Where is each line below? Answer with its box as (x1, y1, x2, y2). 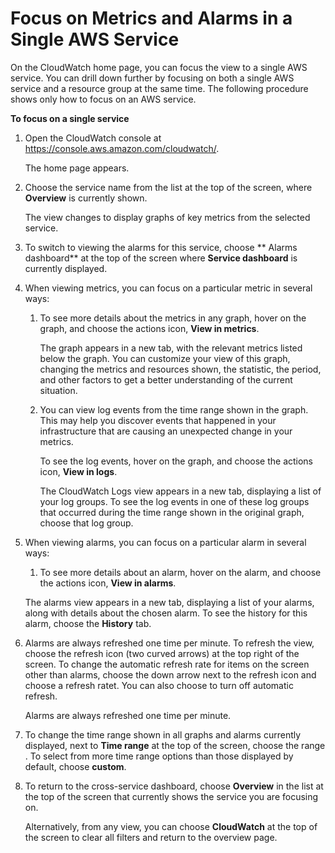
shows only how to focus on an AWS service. (10, 93, 197, 105)
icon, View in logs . (39, 465, 118, 477)
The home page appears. (24, 162, 130, 174)
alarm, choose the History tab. (24, 617, 152, 629)
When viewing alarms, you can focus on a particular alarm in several (24, 536, 307, 548)
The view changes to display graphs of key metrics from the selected (24, 211, 311, 223)
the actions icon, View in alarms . (39, 577, 177, 589)
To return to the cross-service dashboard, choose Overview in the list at (24, 780, 324, 792)
